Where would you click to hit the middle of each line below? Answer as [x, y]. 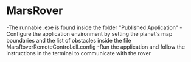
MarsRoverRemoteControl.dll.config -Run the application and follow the [96, 47]
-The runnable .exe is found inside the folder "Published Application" [92, 27]
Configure [19, 33]
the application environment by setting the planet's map [102, 33]
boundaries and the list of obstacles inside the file [69, 40]
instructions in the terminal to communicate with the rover [78, 53]
